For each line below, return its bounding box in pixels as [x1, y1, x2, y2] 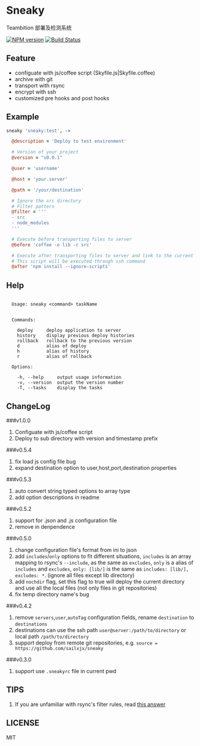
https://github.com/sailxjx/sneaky [14, 645, 104, 651]
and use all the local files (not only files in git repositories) [14, 584, 157, 591]
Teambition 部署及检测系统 [6, 24, 72, 31]
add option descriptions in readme [14, 494, 100, 501]
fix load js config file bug [14, 458, 76, 465]
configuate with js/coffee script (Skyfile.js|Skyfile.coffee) [14, 69, 155, 76]
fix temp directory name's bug [14, 590, 90, 597]
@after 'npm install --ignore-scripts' [11, 264, 111, 270]
